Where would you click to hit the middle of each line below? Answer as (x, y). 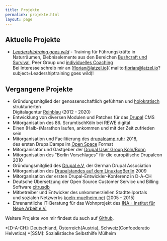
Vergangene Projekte (39, 89)
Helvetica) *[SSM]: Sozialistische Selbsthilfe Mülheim (61, 233)
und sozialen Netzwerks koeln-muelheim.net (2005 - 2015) (73, 198)
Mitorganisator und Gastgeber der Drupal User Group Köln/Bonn (79, 149)
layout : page (19, 19)
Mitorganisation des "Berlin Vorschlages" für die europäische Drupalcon (87, 155)
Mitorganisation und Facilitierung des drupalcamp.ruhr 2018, (75, 139)
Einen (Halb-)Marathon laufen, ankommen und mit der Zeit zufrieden (83, 128)
